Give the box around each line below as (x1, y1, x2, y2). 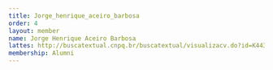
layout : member (8, 27, 60, 35)
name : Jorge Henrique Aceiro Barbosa (8, 34, 136, 43)
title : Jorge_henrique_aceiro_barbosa (8, 11, 140, 20)
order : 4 (8, 19, 38, 27)
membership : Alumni (8, 49, 75, 57)
